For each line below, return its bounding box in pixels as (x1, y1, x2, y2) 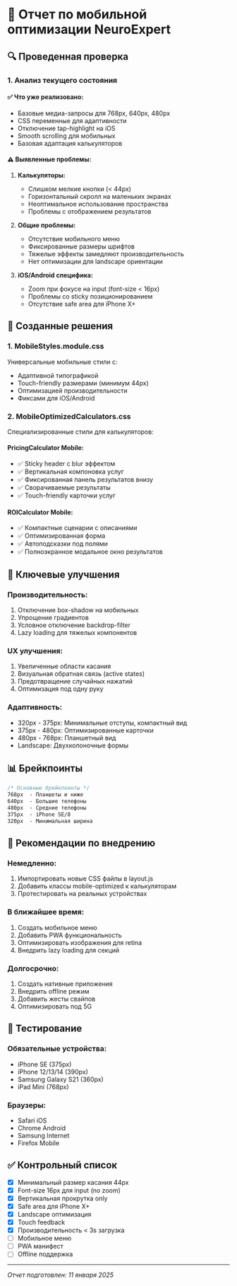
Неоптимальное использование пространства (28, 200, 169, 208)
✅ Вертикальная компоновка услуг (17, 467, 125, 476)
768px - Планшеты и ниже (7, 791, 83, 798)
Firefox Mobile (17, 1139, 60, 1147)
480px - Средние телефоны (7, 805, 87, 812)
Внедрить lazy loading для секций (17, 946, 120, 954)
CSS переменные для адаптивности (17, 116, 127, 125)
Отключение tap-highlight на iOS (17, 124, 116, 132)
